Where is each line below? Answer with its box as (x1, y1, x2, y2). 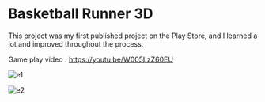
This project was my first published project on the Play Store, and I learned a (8, 31, 258, 40)
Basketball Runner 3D (8, 5, 153, 23)
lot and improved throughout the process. (8, 39, 144, 48)
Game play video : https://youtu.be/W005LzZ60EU (8, 55, 174, 64)
